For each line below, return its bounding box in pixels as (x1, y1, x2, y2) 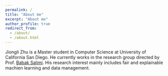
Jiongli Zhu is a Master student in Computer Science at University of (5, 48, 146, 55)
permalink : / (5, 7, 33, 12)
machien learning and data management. (5, 64, 90, 70)
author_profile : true (5, 21, 51, 26)
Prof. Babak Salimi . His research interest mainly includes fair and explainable (5, 59, 163, 65)
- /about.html (10, 35, 39, 40)
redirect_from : (5, 26, 37, 31)
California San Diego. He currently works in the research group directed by (5, 54, 160, 60)
